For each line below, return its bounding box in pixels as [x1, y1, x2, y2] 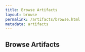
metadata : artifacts [5, 21, 49, 27]
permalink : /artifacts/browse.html [5, 17, 80, 22]
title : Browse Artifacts [5, 7, 58, 13]
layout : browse [5, 12, 37, 17]
